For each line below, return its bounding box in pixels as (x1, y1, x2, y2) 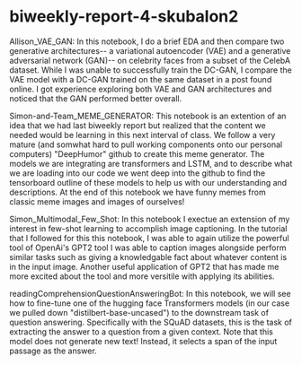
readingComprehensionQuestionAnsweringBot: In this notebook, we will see (9, 288, 291, 299)
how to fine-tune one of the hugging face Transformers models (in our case (9, 298, 290, 309)
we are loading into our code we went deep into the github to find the (9, 168, 266, 178)
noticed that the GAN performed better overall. (9, 92, 182, 104)
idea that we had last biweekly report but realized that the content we (9, 119, 267, 131)
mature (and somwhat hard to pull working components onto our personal (9, 139, 283, 150)
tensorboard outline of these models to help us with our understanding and (9, 177, 288, 187)
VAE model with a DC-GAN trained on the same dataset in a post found (9, 74, 272, 84)
